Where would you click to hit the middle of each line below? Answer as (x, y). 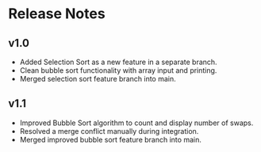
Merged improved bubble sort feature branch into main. (111, 139)
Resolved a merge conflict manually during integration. (109, 131)
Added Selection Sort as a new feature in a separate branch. (118, 62)
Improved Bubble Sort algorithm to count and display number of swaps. (136, 123)
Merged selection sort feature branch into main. (98, 79)
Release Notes (57, 14)
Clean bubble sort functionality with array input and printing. (118, 70)
